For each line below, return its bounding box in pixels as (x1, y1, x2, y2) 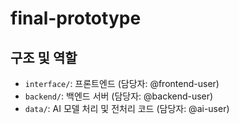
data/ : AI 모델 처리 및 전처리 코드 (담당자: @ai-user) (24, 103, 230, 114)
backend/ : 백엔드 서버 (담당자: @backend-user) (24, 90, 214, 102)
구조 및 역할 (10, 49, 78, 66)
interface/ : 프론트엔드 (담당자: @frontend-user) (24, 78, 220, 89)
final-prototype (10, 7, 142, 30)
